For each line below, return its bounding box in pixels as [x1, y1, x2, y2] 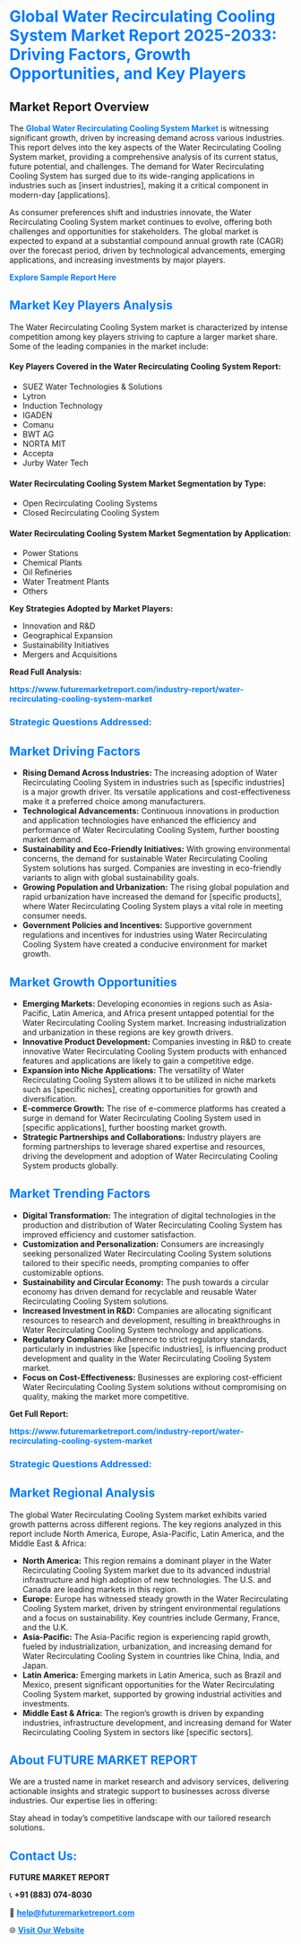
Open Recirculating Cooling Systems [21, 498, 159, 508]
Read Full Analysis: [9, 666, 82, 678]
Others [21, 586, 48, 597]
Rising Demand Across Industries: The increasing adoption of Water [21, 768, 278, 778]
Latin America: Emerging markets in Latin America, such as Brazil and [21, 1670, 282, 1680]
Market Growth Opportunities [9, 975, 177, 990]
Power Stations [21, 548, 79, 559]
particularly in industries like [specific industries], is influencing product [21, 1343, 288, 1354]
